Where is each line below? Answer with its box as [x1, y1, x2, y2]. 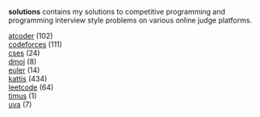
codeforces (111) [8, 40, 63, 49]
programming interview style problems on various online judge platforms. [8, 15, 253, 25]
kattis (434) [8, 74, 48, 83]
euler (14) [8, 65, 40, 75]
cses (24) [8, 48, 40, 57]
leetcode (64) [8, 82, 54, 92]
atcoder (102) [8, 31, 53, 40]
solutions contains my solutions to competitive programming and [8, 7, 226, 16]
